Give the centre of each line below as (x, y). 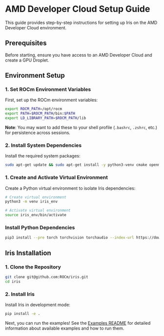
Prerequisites (26, 43)
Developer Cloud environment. (36, 27)
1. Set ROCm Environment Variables (48, 90)
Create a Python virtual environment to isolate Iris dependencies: (70, 188)
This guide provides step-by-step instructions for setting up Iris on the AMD (81, 22)
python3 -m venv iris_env (31, 202)
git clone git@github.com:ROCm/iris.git (47, 277)
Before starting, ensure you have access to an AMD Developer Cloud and (79, 55)
